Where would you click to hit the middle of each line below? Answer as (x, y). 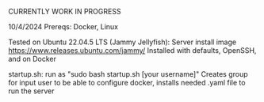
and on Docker (33, 59)
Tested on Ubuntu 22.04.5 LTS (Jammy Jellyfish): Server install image (122, 42)
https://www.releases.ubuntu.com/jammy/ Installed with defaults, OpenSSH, (132, 50)
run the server (31, 91)
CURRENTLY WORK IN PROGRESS (65, 11)
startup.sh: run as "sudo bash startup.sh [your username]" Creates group (128, 74)
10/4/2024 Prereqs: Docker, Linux (63, 26)
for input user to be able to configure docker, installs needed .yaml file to (127, 83)
